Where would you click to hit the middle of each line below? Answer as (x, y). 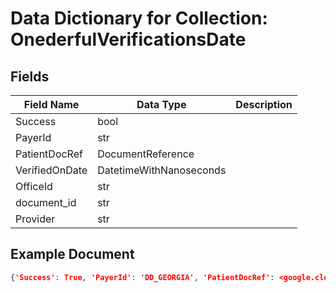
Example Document (72, 254)
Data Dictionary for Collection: (139, 18)
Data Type (161, 104)
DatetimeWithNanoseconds (162, 170)
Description (264, 104)
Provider (35, 219)
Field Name (51, 104)
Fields (30, 76)
